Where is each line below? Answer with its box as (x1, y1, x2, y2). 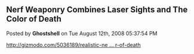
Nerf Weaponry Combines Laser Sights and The (6, 5, 188, 15)
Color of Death (6, 14, 61, 24)
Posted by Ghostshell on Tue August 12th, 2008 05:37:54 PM (6, 30, 158, 37)
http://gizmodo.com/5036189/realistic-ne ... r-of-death (6, 41, 141, 48)
